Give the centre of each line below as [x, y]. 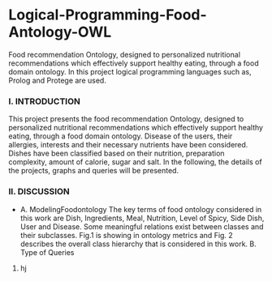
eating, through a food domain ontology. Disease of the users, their [121, 136]
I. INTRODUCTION [45, 101]
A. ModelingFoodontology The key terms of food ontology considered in [141, 209]
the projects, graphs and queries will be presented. [94, 171]
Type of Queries [47, 252]
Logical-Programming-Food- [108, 15]
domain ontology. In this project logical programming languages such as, [130, 71]
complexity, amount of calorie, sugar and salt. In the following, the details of [135, 162]
